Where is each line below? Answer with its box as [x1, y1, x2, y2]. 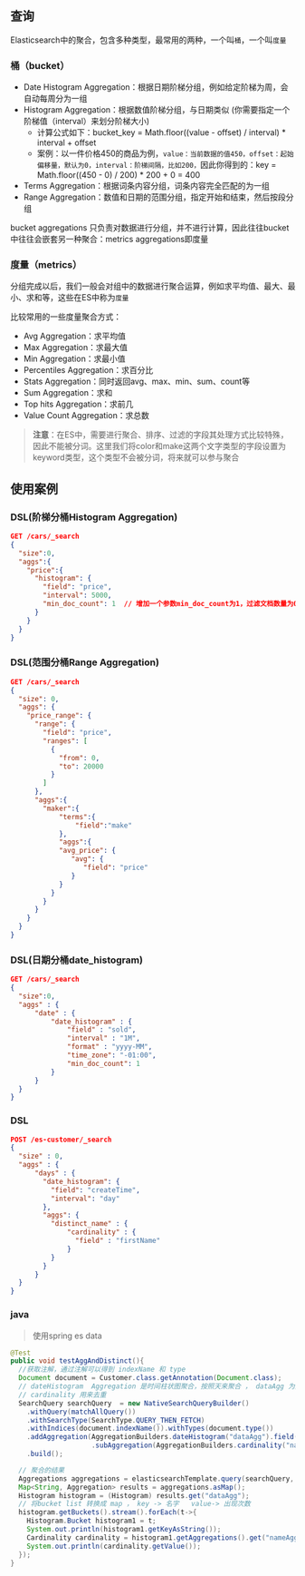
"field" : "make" [74, 820, 132, 830]
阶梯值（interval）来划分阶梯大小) [23, 116, 150, 127]
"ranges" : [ [43, 736, 89, 746]
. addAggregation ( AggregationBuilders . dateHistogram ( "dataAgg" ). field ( [26, 1433, 299, 1442]
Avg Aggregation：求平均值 [23, 330, 126, 342]
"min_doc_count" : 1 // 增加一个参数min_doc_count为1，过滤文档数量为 [43, 600, 294, 609]
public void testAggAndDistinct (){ [10, 1356, 145, 1366]
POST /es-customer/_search [10, 1135, 112, 1144]
